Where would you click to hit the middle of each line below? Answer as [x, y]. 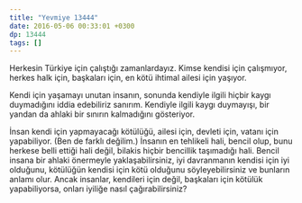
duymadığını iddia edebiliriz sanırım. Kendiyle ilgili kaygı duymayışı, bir [140, 105]
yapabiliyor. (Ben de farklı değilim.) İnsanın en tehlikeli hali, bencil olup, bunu [151, 141]
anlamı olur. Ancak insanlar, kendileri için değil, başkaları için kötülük [136, 180]
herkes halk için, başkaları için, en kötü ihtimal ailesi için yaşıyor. [128, 78]
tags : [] [26, 43]
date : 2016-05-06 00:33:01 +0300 [72, 26]
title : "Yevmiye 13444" [54, 18]
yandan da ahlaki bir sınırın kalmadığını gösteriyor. [102, 114]
